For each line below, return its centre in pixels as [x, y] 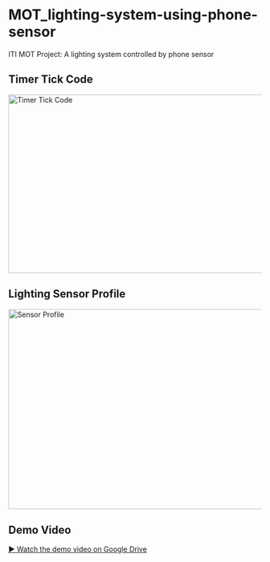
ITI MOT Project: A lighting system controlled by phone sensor [111, 54]
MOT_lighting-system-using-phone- [133, 15]
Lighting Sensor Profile [67, 294]
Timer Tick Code [51, 79]
